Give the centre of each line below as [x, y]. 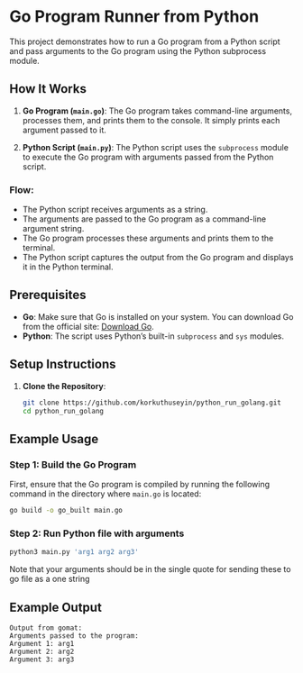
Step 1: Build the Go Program [73, 464]
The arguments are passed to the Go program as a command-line [144, 219]
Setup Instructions [63, 364]
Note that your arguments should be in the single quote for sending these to [150, 569]
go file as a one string [50, 579]
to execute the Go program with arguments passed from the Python [148, 157]
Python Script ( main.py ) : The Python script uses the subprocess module [155, 147]
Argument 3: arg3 [42, 659]
